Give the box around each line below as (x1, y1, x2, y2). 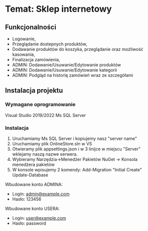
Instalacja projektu (5, 87, 63, 95)
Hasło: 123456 (12, 196, 42, 202)
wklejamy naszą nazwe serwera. (12, 151, 78, 157)
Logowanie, (12, 36, 36, 42)
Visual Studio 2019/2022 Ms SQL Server (5, 112, 86, 118)
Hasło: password (12, 220, 46, 226)
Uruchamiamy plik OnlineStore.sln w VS (12, 140, 92, 146)
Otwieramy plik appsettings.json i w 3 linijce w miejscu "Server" (12, 146, 141, 152)
